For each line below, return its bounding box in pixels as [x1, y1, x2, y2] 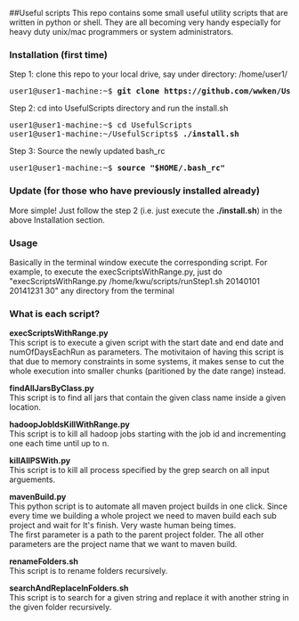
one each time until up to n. [9, 438, 109, 449]
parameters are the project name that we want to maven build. [9, 539, 238, 550]
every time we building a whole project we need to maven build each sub [9, 511, 278, 521]
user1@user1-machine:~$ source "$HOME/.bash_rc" [9, 163, 225, 173]
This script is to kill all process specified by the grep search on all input [9, 465, 270, 476]
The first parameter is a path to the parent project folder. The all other [9, 529, 264, 540]
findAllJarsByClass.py [9, 383, 95, 394]
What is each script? [9, 307, 101, 320]
